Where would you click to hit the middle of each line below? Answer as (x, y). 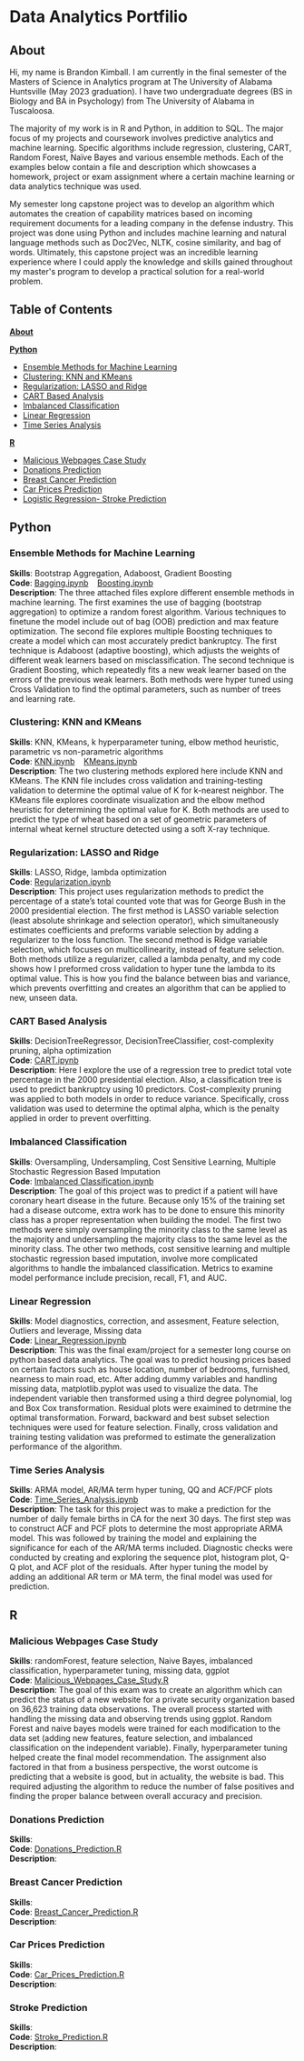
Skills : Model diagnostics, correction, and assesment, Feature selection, (144, 1321)
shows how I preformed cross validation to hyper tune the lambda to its (142, 969)
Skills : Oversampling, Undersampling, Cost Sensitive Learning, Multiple (143, 1162)
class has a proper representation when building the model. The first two (145, 1219)
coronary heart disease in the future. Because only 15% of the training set (147, 1200)
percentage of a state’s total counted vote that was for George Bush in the (147, 901)
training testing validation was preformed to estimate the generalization (143, 1436)
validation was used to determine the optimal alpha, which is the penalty (144, 1109)
